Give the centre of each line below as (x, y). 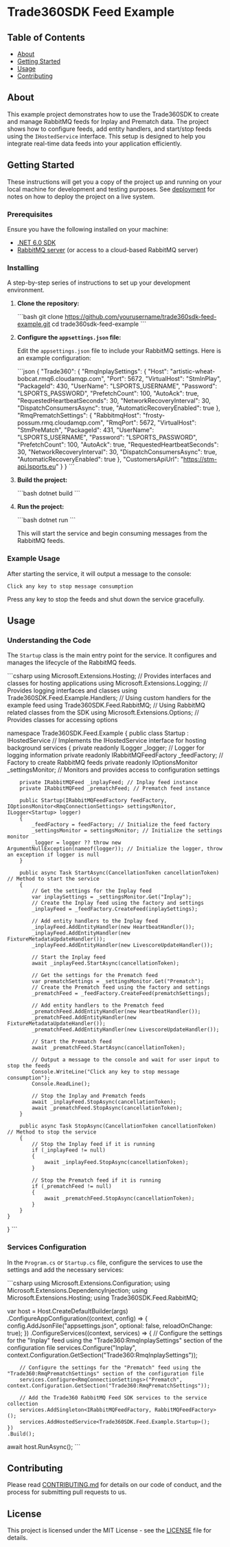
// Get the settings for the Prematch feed (95, 976)
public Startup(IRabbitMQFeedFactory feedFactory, (93, 801)
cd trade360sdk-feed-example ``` (99, 324)
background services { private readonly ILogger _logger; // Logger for (106, 748)
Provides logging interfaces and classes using (72, 690)
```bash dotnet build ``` (48, 493)
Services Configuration (47, 1247)
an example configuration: (54, 358)
